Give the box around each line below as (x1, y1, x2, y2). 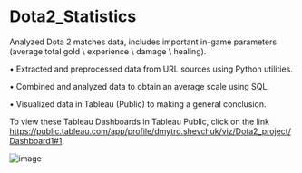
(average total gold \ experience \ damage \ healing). (9, 45, 207, 56)
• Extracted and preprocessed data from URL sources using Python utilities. (9, 63, 293, 74)
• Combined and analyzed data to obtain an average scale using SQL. (9, 81, 270, 91)
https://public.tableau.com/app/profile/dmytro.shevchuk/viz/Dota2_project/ (9, 125, 292, 137)
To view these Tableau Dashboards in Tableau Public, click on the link (9, 116, 270, 127)
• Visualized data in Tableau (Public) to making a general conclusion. (9, 98, 267, 110)
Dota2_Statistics (9, 6, 137, 27)
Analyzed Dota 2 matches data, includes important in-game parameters (9, 36, 278, 47)
